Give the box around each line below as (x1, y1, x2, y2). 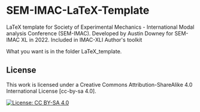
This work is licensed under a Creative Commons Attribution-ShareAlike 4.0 (6, 81, 193, 88)
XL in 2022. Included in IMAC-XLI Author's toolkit (20, 36, 143, 43)
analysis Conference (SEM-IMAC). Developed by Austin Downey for (6, 29, 174, 37)
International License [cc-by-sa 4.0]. (6, 87, 97, 95)
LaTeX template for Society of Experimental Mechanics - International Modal (6, 23, 195, 31)
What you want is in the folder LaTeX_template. (6, 47, 122, 55)
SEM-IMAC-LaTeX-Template (6, 4, 150, 17)
